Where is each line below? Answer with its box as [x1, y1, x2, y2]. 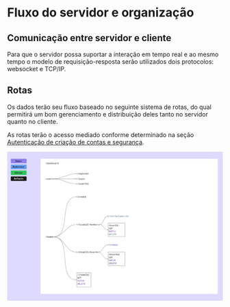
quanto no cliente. [7, 117, 58, 125]
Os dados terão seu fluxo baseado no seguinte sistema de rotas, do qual [7, 103, 212, 111]
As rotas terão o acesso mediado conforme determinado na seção [7, 130, 194, 138]
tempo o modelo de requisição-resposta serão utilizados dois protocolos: [7, 58, 214, 66]
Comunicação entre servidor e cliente [7, 32, 172, 44]
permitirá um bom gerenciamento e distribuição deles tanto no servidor [7, 110, 209, 118]
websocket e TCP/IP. [7, 65, 66, 73]
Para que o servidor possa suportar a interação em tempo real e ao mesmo [7, 50, 219, 58]
